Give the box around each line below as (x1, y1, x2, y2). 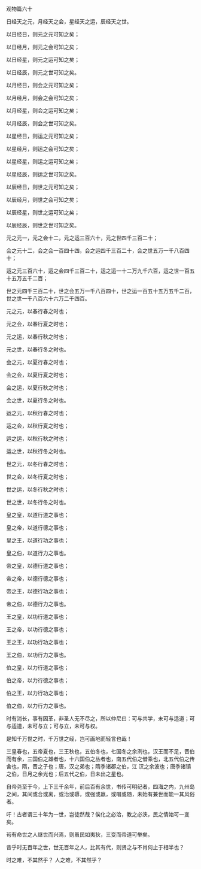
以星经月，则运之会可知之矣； (6, 146, 80, 152)
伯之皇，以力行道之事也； (6, 664, 69, 671)
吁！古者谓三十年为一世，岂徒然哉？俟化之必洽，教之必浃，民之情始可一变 (6, 811, 190, 817)
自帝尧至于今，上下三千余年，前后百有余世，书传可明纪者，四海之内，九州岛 (6, 783, 195, 790)
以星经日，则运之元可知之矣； (6, 132, 80, 140)
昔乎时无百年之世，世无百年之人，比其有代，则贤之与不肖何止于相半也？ (6, 844, 184, 850)
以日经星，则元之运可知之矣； (6, 56, 80, 63)
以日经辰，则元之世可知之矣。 (6, 69, 80, 76)
